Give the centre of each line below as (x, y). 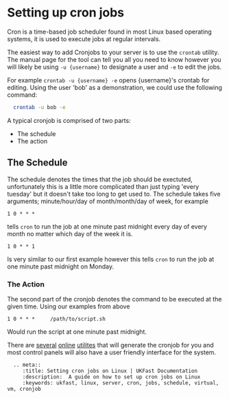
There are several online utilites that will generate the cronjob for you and (110, 345)
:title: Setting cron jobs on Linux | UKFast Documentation (110, 371)
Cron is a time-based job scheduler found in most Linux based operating (110, 32)
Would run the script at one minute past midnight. (77, 332)
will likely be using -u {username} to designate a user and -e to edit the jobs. (114, 67)
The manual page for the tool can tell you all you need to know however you (114, 59)
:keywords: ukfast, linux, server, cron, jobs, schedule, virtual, (121, 383)
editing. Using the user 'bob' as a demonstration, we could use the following (115, 87)
